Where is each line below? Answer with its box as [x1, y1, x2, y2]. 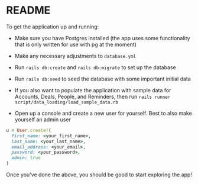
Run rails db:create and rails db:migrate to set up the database [14, 63, 176, 71]
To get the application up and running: [6, 23, 99, 30]
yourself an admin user [14, 116, 71, 123]
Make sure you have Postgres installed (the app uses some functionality [14, 34, 190, 41]
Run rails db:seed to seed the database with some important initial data [14, 75, 191, 82]
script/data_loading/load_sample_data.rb [14, 99, 118, 105]
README [6, 4, 51, 17]
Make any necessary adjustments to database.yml [14, 52, 137, 59]
